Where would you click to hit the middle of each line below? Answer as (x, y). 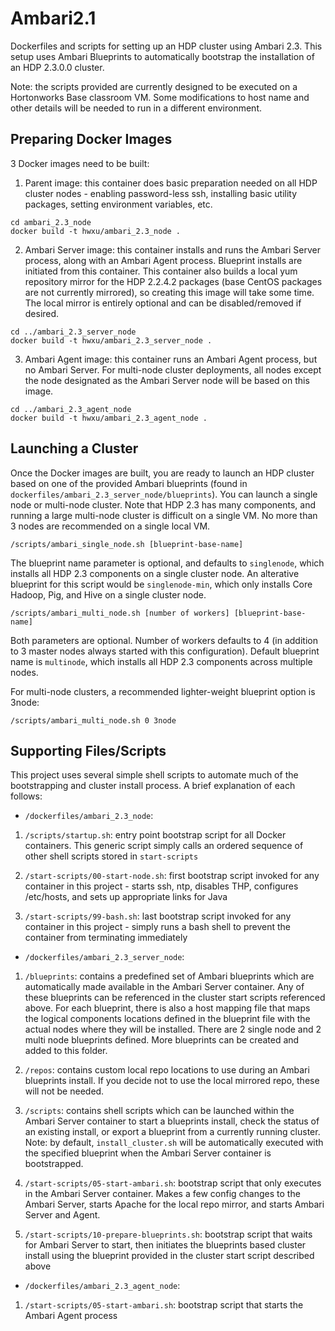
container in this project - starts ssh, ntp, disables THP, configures (161, 886)
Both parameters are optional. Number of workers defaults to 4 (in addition (164, 640)
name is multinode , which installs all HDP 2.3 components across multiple (161, 661)
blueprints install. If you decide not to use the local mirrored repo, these (172, 1081)
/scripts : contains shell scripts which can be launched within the (159, 1111)
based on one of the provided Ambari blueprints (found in (129, 483)
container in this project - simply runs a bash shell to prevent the (158, 927)
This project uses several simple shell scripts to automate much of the (154, 775)
